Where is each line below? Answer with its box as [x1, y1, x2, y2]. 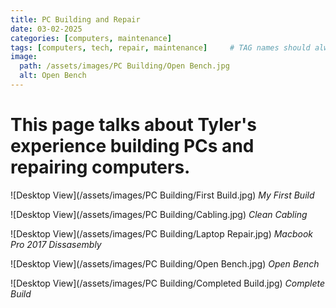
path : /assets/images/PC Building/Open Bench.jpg [19, 61, 230, 71]
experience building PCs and [10, 135, 255, 158]
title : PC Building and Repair [10, 14, 141, 25]
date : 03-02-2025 [10, 24, 83, 34]
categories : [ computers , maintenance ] [10, 33, 172, 43]
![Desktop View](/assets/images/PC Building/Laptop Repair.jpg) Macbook [10, 227, 314, 240]
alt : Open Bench [19, 71, 87, 81]
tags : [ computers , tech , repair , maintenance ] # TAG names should [10, 42, 311, 53]
